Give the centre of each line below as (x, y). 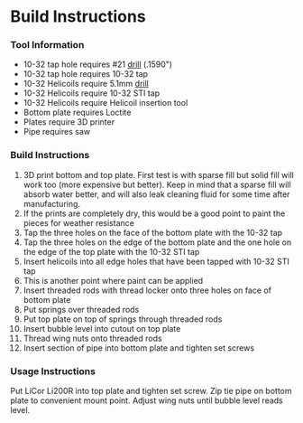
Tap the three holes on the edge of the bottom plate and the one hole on (157, 242)
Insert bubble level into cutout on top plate (102, 328)
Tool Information (47, 45)
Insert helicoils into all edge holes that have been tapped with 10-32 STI (156, 261)
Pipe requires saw (57, 132)
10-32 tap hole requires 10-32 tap (85, 74)
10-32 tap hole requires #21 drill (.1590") (98, 64)
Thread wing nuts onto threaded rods (92, 338)
